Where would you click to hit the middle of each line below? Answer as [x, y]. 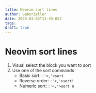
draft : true [17, 28]
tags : [10, 23]
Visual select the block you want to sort [51, 65]
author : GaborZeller [26, 14]
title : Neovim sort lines [31, 9]
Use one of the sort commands [43, 71]
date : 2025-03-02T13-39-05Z [33, 19]
